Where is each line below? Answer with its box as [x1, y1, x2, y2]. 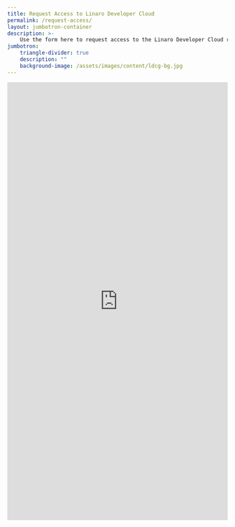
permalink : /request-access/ [7, 17, 92, 24]
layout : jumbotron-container [7, 23, 92, 30]
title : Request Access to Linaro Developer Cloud [7, 10, 155, 18]
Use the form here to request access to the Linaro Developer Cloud [20, 36, 224, 43]
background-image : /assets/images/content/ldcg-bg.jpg [20, 62, 183, 69]
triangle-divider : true [20, 50, 90, 57]
